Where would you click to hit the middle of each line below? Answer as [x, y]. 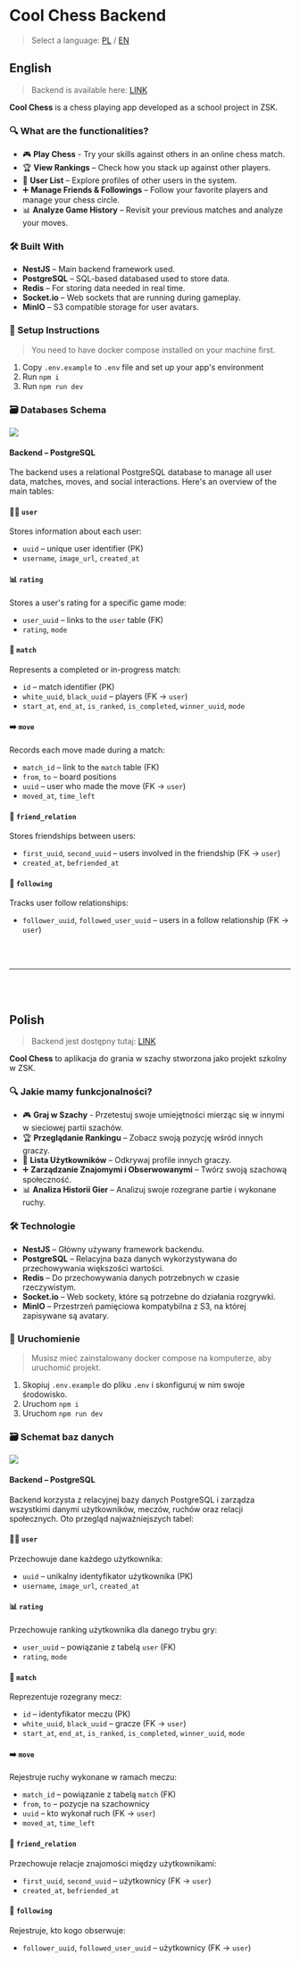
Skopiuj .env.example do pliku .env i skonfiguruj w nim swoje [133, 1385]
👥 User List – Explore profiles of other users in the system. [129, 180]
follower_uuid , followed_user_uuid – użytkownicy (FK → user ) [137, 1948]
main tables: [32, 491]
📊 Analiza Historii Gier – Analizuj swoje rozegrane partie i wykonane [149, 1190]
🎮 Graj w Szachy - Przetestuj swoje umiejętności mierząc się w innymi [153, 1115]
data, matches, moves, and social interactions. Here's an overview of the [143, 482]
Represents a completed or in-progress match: [95, 669]
